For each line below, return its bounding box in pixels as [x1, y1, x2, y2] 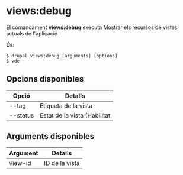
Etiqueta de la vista [39, 102, 93, 110]
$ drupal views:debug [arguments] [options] [6, 53, 118, 59]
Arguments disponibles [6, 131, 95, 141]
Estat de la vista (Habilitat [39, 111, 111, 119]
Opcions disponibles [6, 74, 84, 84]
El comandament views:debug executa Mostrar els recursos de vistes [6, 24, 178, 31]
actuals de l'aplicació [6, 30, 58, 37]
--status [9, 111, 34, 119]
